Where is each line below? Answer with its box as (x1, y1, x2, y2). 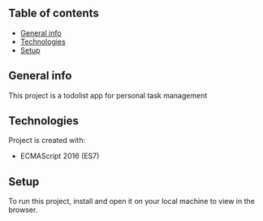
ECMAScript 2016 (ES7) (19, 151, 100, 161)
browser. (8, 205, 38, 214)
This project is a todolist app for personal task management (8, 90, 208, 100)
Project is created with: (8, 136, 86, 145)
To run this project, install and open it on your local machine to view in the (8, 197, 256, 206)
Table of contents (8, 6, 99, 20)
